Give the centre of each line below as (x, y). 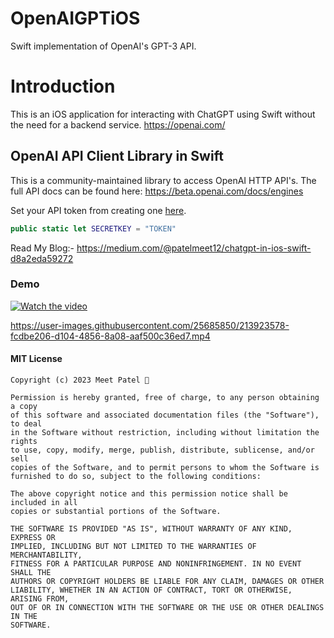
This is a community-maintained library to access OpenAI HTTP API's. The (163, 180)
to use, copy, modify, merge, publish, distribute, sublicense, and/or (162, 450)
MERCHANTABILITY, (46, 555)
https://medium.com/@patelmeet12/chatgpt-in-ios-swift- (194, 248)
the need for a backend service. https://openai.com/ (118, 124)
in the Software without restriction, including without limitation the (165, 433)
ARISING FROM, (40, 599)
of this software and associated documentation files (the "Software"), (165, 415)
